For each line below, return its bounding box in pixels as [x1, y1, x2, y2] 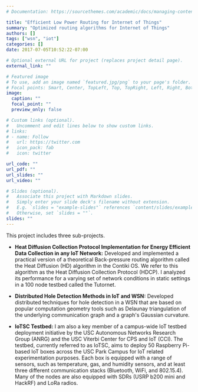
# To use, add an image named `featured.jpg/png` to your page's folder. [6, 79, 192, 85]
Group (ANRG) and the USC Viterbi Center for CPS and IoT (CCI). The [14, 335, 183, 342]
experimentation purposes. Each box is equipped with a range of [14, 354, 172, 361]
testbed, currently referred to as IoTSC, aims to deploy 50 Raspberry [14, 341, 181, 349]
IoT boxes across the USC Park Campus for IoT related [31, 348, 164, 355]
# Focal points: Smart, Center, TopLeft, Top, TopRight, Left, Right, [6, 85, 183, 90]
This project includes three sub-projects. [6, 232, 105, 239]
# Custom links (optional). [6, 117, 75, 123]
